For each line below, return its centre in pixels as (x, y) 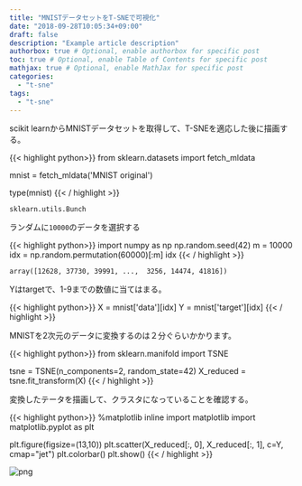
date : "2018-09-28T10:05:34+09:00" (76, 26)
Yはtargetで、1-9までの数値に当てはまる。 (88, 289)
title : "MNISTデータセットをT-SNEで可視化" (85, 18)
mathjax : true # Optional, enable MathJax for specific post (127, 69)
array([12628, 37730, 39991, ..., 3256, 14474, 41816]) (119, 272)
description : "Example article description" (94, 43)
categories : (32, 77)
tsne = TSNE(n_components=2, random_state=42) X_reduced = (128, 371)
